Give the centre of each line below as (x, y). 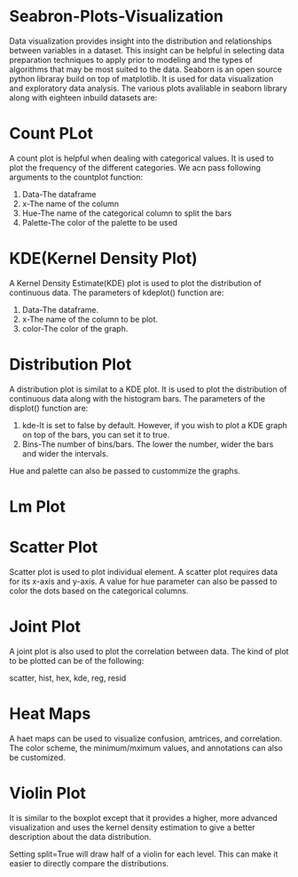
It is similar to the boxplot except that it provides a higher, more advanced (143, 817)
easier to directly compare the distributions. (89, 863)
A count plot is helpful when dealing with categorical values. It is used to (141, 158)
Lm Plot (38, 506)
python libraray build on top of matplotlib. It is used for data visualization (141, 78)
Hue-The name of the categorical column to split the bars (127, 213)
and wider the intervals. (65, 453)
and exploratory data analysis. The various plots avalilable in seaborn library (149, 88)
